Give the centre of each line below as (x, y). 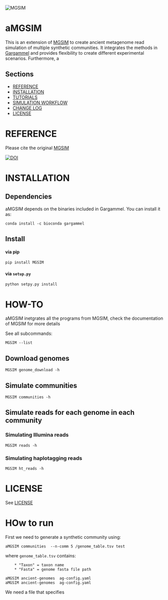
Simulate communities (41, 385)
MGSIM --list (19, 343)
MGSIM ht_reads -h (24, 469)
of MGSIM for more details (33, 324)
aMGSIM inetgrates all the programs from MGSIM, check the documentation (84, 318)
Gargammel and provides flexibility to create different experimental (75, 53)
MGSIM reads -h (21, 445)
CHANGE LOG (27, 108)
